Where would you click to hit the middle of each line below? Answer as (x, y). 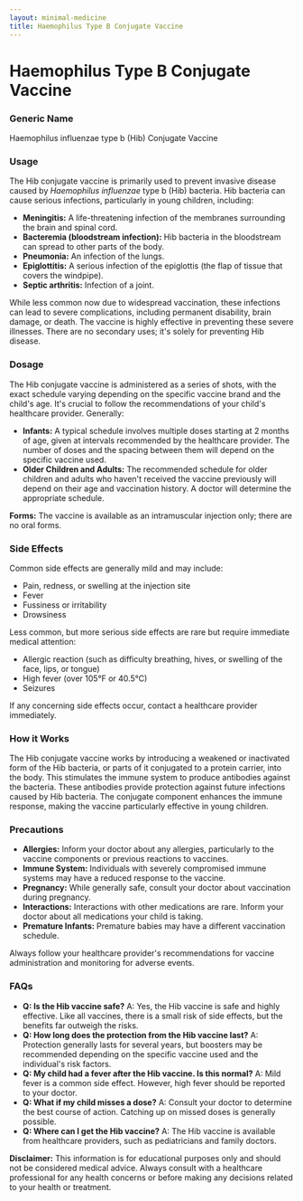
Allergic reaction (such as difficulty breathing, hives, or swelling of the (152, 659)
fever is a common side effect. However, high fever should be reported (154, 1083)
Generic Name (41, 118)
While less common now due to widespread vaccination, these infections (145, 303)
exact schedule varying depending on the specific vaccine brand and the (145, 393)
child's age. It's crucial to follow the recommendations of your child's (138, 403)
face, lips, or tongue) (61, 668)
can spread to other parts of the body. (93, 247)
